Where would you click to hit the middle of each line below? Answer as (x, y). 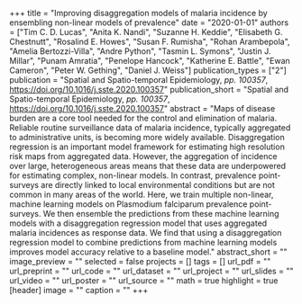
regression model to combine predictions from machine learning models (143, 242)
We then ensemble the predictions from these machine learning (161, 214)
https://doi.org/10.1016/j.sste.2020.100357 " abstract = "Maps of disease (142, 108)
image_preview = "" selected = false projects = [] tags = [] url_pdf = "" (140, 261)
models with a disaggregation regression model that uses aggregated (138, 223)
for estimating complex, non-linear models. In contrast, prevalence (133, 175)
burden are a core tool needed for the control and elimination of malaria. (143, 118)
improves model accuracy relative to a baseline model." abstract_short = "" (148, 252)
